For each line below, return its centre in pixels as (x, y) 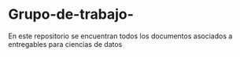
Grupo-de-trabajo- (71, 14)
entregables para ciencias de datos (65, 44)
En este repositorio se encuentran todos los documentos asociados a (120, 36)
